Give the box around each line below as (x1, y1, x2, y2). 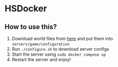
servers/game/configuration (11, 42, 70, 47)
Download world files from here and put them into (11, 35, 113, 41)
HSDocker (4, 3, 47, 14)
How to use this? (4, 23, 57, 31)
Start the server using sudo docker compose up (11, 51, 106, 57)
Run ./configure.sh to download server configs (11, 46, 110, 52)
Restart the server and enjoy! (11, 57, 71, 62)
